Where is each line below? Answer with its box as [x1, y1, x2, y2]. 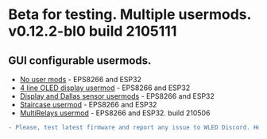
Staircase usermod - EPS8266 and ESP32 [19, 100, 157, 109]
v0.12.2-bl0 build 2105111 [8, 22, 177, 40]
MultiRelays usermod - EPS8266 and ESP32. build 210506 [19, 108, 211, 118]
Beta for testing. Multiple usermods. [8, 6, 252, 24]
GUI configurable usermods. [8, 54, 152, 67]
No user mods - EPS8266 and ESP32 [19, 75, 141, 84]
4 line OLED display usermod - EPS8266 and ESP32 [19, 83, 191, 92]
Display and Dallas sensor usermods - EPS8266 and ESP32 [19, 92, 215, 100]
